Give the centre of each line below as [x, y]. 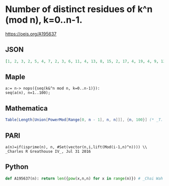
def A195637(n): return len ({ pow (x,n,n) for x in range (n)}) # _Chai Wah [84, 178]
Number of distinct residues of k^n [79, 9]
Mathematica [26, 108]
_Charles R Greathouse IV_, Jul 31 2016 [48, 151]
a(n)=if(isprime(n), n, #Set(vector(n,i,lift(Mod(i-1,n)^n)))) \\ [76, 147]
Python [17, 167]
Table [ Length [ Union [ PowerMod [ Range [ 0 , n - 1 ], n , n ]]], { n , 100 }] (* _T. [84, 120]
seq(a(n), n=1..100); [28, 93]
